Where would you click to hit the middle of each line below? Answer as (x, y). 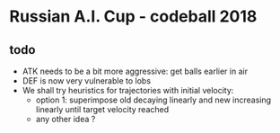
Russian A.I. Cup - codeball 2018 (133, 17)
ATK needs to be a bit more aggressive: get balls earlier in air (135, 71)
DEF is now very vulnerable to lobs (86, 81)
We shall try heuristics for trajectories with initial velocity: (128, 90)
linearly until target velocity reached (102, 109)
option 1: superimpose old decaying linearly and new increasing (153, 100)
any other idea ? (66, 119)
